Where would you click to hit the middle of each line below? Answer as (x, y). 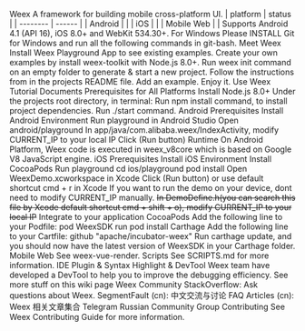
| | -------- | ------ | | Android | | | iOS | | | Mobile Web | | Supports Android (149, 24)
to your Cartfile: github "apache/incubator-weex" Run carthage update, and (151, 236)
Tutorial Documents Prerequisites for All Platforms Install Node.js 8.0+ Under (152, 91)
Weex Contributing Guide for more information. (97, 317)
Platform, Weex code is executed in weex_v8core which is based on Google (151, 149)
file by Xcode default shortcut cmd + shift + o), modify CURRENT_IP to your (151, 207)
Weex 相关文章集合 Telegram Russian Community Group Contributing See (148, 306)
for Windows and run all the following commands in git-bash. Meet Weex (145, 43)
